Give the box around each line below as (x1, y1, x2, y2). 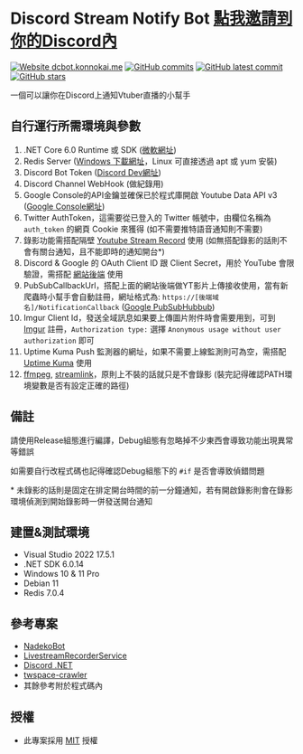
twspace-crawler (23, 670, 88, 681)
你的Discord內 (10, 31, 118, 52)
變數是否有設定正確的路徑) (31, 380, 130, 391)
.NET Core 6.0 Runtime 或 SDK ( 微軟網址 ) (23, 144, 177, 155)
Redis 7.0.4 (23, 588, 65, 598)
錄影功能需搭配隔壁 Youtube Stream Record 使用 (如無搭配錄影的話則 (23, 234, 280, 245)
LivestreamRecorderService (23, 650, 127, 661)
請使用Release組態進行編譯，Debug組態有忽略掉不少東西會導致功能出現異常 (10, 435, 294, 446)
